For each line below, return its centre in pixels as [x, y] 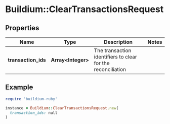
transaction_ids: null [34, 113]
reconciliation [110, 69]
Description [118, 42]
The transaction [113, 50]
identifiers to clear [116, 57]
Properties [22, 28]
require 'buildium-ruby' [31, 99]
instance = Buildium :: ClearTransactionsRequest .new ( [62, 108]
